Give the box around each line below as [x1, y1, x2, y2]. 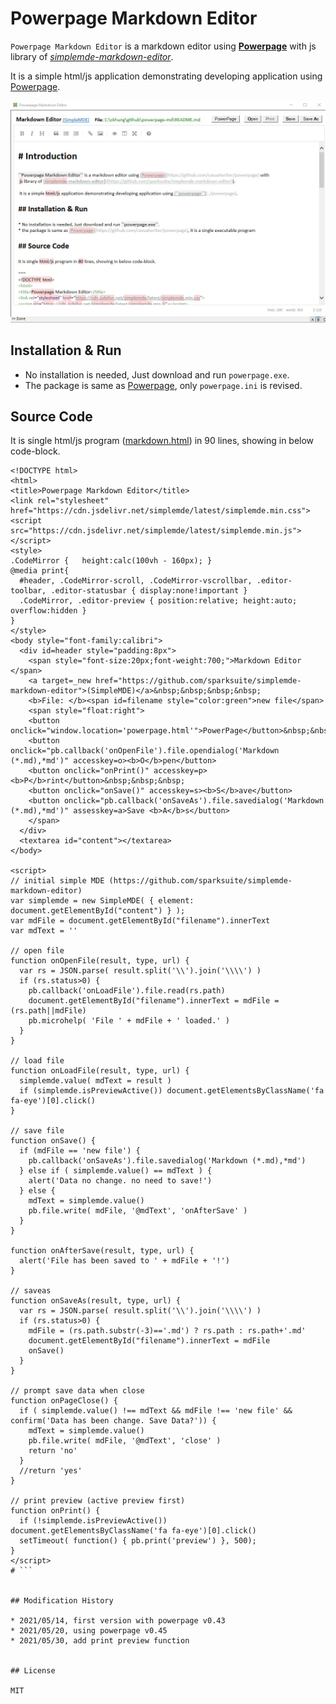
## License [10, 1666, 56, 1676]
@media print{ [10, 566, 70, 576]
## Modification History [10, 1596, 114, 1606]
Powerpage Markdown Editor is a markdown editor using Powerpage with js [10, 40, 317, 52]
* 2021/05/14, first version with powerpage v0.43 [10, 1616, 226, 1626]
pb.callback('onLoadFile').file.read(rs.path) [28, 986, 226, 996]
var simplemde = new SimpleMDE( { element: [10, 896, 195, 906]
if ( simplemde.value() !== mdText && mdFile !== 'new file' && [19, 1406, 293, 1416]
